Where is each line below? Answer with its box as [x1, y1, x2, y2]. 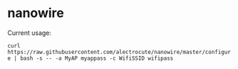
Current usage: [7, 28, 52, 37]
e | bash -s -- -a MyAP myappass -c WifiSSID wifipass [7, 55, 174, 62]
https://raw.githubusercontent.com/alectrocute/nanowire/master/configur [7, 48, 232, 55]
